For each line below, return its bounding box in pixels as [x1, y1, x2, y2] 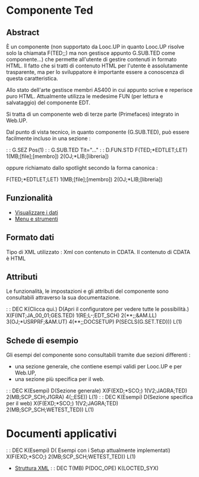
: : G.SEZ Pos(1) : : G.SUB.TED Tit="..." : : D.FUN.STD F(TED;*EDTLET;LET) [6, 147, 188, 153]
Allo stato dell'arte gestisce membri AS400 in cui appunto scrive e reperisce [6, 86, 193, 93]
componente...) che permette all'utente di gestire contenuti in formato [6, 56, 177, 63]
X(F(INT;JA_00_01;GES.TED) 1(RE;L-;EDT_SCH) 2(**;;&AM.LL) [6, 312, 157, 319]
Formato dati [6, 233, 55, 243]
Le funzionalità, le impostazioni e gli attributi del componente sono [6, 287, 169, 295]
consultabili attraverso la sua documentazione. [6, 294, 121, 301]
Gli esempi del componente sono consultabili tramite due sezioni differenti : [6, 351, 191, 358]
